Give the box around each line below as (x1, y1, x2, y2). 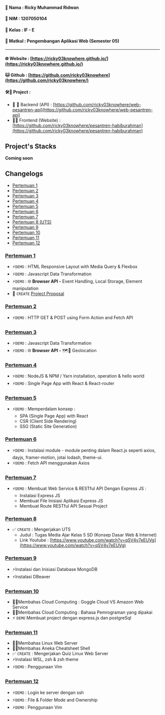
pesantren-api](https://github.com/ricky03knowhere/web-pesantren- (12, 107, 153, 113)
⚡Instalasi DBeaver (12, 573, 51, 579)
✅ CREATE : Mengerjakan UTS (12, 527, 71, 533)
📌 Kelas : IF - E (5, 27, 35, 32)
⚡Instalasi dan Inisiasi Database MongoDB (12, 566, 98, 572)
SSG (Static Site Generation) (19, 423, 77, 429)
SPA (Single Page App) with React (19, 413, 88, 419)
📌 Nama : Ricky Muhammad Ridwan (5, 4, 79, 10)
